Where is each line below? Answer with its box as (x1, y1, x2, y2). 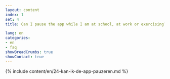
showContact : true (5, 54, 44, 59)
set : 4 (5, 17, 19, 22)
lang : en (5, 31, 24, 36)
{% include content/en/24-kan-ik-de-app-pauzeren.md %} (5, 68, 129, 74)
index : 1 (5, 12, 24, 17)
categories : (5, 35, 30, 41)
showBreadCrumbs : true (5, 49, 53, 55)
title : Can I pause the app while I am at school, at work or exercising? (5, 21, 166, 27)
